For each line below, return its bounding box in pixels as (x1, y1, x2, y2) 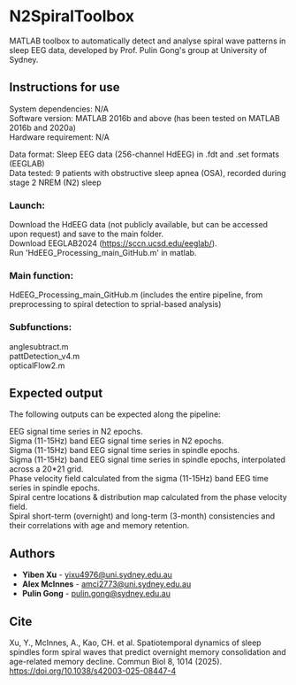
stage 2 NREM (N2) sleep (9, 177, 102, 188)
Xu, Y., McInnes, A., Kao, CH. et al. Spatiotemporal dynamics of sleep (9, 637, 262, 648)
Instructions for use (9, 80, 121, 95)
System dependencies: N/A (9, 104, 109, 114)
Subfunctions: (9, 321, 72, 334)
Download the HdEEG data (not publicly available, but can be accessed (9, 219, 268, 230)
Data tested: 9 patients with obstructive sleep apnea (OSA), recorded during (9, 167, 287, 178)
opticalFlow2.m (9, 360, 65, 371)
